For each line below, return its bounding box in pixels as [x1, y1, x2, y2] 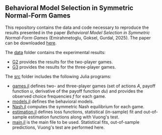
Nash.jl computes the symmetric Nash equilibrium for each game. [12, 103, 145, 109]
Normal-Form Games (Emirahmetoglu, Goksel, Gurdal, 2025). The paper [5, 35, 151, 40]
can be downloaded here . [5, 40, 57, 46]
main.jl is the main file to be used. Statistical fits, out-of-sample [12, 119, 139, 125]
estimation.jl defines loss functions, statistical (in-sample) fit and [12, 109, 143, 115]
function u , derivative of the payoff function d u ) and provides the [12, 88, 143, 94]
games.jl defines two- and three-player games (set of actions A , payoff [12, 83, 156, 89]
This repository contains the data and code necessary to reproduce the [5, 24, 149, 30]
